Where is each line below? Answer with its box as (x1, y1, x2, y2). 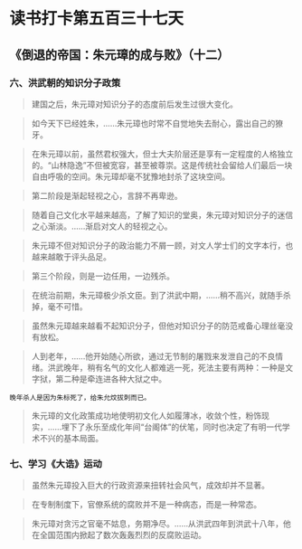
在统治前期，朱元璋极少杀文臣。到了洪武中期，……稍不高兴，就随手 (31, 289, 283, 300)
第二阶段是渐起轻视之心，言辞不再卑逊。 (31, 190, 183, 201)
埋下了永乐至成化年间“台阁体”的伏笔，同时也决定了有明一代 (61, 421, 283, 432)
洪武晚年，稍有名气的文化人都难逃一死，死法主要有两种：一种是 (47, 362, 286, 373)
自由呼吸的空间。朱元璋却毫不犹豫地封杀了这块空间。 (31, 171, 231, 182)
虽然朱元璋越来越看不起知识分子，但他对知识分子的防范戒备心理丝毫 (31, 320, 286, 331)
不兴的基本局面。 (39, 432, 104, 443)
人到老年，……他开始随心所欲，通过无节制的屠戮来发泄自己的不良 (31, 350, 276, 362)
